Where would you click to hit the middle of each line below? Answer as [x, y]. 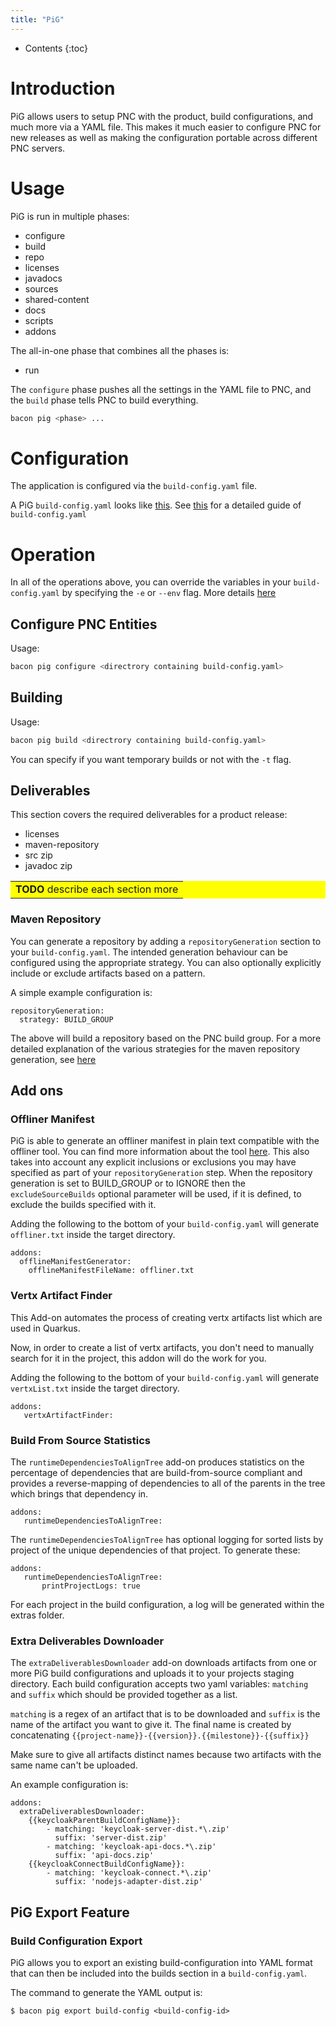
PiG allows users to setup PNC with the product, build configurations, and [162, 116]
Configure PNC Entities [84, 624]
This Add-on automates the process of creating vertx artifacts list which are [166, 1317]
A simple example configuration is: [81, 992]
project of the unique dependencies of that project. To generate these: [155, 1550]
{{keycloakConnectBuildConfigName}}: [107, 1864]
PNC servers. [38, 148]
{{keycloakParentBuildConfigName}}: [105, 1821]
